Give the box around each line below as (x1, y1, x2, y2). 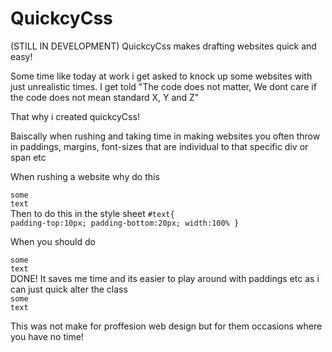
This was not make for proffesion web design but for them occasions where (10, 320, 323, 332)
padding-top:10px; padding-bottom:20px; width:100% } (10, 218, 240, 228)
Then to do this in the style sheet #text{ (10, 207, 175, 219)
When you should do (10, 235, 96, 247)
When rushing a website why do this (10, 170, 160, 182)
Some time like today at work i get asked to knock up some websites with (10, 70, 313, 82)
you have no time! (10, 330, 84, 342)
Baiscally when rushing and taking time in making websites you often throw (10, 130, 321, 142)
